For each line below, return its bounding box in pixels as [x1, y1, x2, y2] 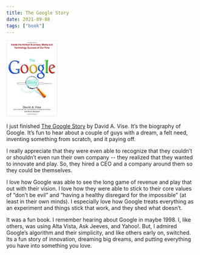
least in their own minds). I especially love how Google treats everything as [6, 198, 194, 205]
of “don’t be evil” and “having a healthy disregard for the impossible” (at [6, 192, 187, 199]
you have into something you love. [6, 242, 92, 250]
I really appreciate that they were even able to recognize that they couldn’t [6, 147, 193, 155]
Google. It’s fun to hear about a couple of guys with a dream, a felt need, [6, 129, 188, 136]
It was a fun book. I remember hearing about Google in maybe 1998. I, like [6, 216, 191, 223]
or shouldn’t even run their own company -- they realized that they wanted [6, 154, 193, 161]
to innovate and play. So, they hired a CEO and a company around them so [6, 160, 193, 167]
